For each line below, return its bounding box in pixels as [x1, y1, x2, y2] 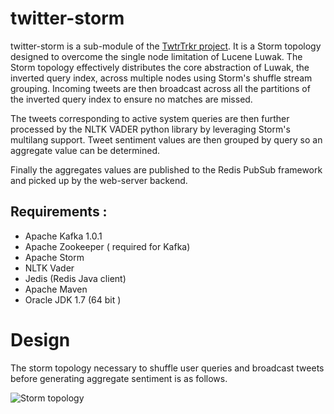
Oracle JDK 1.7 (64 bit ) [24, 293, 122, 306]
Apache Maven [24, 283, 88, 295]
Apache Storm [24, 251, 85, 263]
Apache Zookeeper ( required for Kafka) [24, 240, 191, 252]
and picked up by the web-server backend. [10, 174, 188, 186]
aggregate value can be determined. [10, 144, 161, 156]
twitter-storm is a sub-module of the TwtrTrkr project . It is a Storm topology [10, 40, 322, 52]
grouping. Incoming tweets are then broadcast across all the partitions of [10, 82, 311, 94]
